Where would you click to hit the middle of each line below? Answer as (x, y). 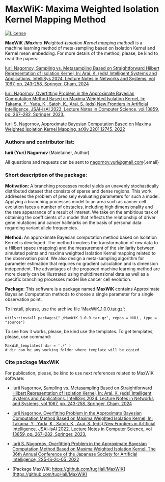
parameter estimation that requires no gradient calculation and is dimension (82, 263)
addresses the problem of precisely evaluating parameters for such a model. (82, 196)
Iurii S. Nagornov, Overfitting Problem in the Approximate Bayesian (80, 444)
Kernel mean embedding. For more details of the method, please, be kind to (82, 53)
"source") (15, 322)
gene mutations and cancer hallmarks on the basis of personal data (73, 222)
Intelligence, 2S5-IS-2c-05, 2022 (46, 459)
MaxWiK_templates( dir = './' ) (38, 346)
